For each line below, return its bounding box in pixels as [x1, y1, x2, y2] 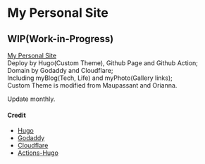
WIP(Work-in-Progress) [7, 33, 114, 45]
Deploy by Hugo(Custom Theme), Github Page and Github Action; [7, 59, 199, 67]
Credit [7, 111, 26, 119]
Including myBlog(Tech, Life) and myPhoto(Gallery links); [7, 74, 173, 82]
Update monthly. [7, 95, 56, 103]
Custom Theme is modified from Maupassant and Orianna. [7, 81, 178, 89]
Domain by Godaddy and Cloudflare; [7, 67, 113, 74]
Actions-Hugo [17, 149, 58, 157]
